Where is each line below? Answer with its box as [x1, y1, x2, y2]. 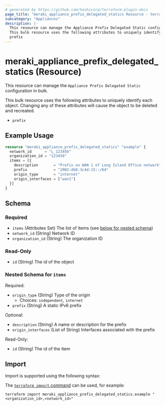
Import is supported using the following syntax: [5, 373, 101, 379]
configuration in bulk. [5, 87, 48, 93]
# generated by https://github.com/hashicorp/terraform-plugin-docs [5, 7, 148, 12]
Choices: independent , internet [19, 297, 83, 303]
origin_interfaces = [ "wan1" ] [14, 176, 76, 181]
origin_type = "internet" [14, 172, 80, 177]
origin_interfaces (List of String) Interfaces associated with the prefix [12, 326, 155, 332]
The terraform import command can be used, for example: [5, 382, 125, 388]
